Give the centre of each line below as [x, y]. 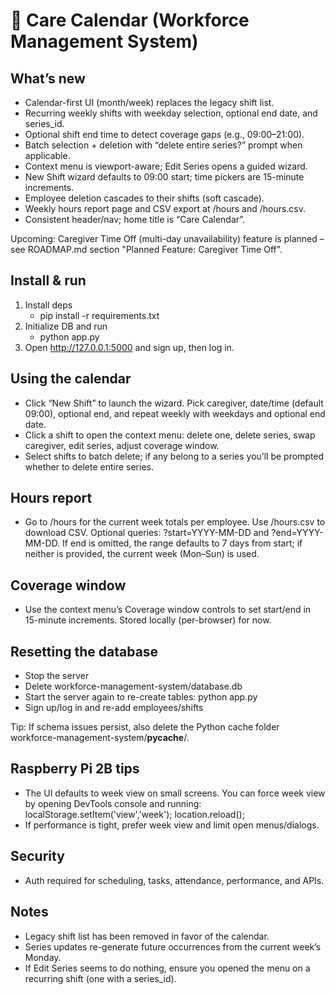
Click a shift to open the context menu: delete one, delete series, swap [170, 435]
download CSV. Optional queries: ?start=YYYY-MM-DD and [147, 533]
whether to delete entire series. [89, 466]
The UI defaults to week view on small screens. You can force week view [175, 793]
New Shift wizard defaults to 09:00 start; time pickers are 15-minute [164, 177]
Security [37, 856]
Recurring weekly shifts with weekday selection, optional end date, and [171, 113]
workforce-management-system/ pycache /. [100, 738]
